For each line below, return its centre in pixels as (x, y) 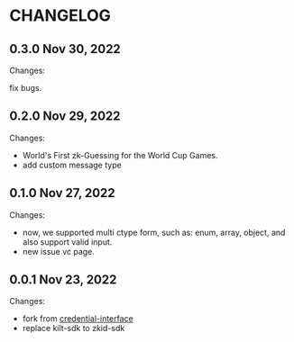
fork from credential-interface (78, 319)
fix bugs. (26, 88)
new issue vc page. (58, 251)
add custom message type (72, 165)
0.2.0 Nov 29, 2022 (65, 117)
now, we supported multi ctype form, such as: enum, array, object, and (154, 232)
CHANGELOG (60, 16)
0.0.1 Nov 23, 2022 (63, 280)
